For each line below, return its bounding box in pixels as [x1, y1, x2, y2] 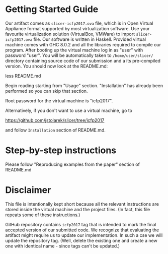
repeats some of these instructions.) [5, 212, 80, 218]
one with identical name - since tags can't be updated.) [5, 243, 120, 249]
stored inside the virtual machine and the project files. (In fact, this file [5, 206, 150, 212]
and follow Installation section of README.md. [5, 127, 106, 133]
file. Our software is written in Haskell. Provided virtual [33, 36, 146, 42]
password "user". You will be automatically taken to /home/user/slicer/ [5, 52, 153, 58]
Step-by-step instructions [5, 145, 117, 156]
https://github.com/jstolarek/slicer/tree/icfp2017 [5, 117, 105, 123]
